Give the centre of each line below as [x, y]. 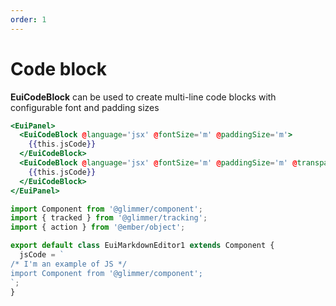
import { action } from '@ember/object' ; [98, 227]
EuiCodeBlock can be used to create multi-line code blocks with [143, 97]
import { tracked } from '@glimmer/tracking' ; [109, 218]
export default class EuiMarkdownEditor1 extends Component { [142, 246]
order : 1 [28, 19]
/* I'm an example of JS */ [69, 264]
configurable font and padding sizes [85, 107]
